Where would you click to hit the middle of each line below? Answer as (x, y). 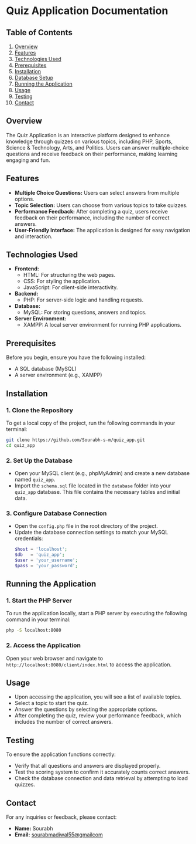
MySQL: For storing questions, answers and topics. (85, 313)
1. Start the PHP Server (39, 601)
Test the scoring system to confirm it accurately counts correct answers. (102, 772)
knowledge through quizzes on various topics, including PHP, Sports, (90, 141)
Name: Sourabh (34, 829)
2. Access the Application (43, 645)
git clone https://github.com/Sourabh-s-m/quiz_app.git (75, 440)
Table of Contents (39, 33)
